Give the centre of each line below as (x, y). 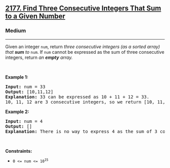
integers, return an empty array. (39, 57)
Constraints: (19, 151)
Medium (16, 31)
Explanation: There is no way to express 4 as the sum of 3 (81, 131)
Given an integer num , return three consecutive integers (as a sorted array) (83, 46)
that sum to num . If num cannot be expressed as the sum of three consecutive (85, 52)
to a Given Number (35, 16)
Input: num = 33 (25, 87)
